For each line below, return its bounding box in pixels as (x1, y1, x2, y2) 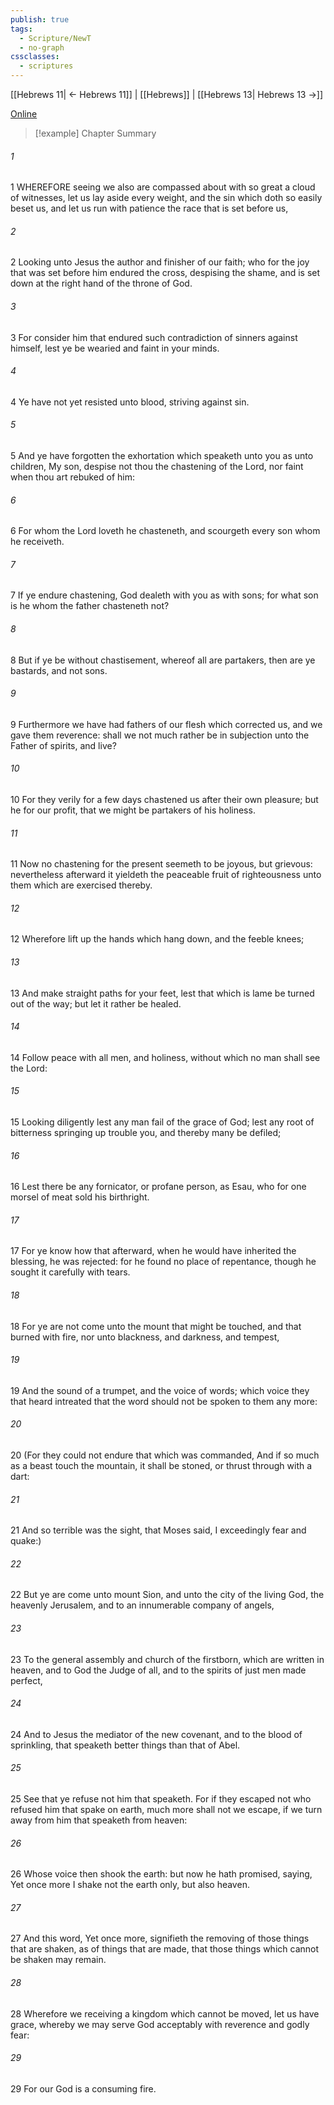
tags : (10, 24, 33, 34)
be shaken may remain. (10, 1954, 107, 1966)
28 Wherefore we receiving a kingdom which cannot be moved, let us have (10, 2007, 320, 2020)
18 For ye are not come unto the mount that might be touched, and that (10, 1320, 302, 1332)
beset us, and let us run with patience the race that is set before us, (10, 202, 289, 215)
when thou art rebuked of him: (10, 471, 136, 483)
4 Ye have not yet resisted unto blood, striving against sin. (10, 396, 250, 408)
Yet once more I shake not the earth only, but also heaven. (10, 1879, 250, 1891)
